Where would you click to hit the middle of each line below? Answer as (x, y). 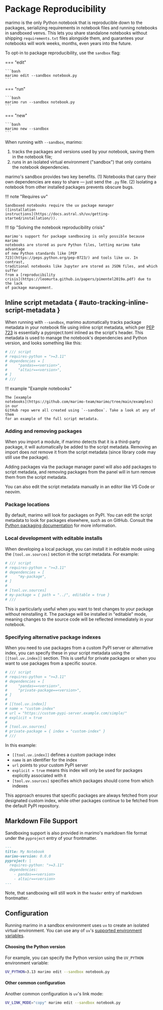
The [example (18, 397)
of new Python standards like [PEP (41, 253)
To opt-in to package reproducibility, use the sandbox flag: (63, 53)
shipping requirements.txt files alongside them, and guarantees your (74, 38)
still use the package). (27, 457)
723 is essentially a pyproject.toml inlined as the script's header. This (74, 332)
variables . (15, 936)
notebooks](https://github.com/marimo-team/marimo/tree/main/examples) (79, 402)
